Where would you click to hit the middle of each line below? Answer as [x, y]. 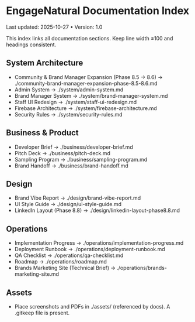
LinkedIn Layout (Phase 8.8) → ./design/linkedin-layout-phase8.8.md [97, 210]
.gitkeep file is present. [42, 313]
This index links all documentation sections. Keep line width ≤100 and [90, 38]
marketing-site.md [37, 274]
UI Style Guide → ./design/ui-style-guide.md [68, 204]
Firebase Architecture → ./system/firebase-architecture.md [86, 108]
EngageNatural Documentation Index [98, 11]
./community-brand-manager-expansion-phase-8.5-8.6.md [86, 83]
